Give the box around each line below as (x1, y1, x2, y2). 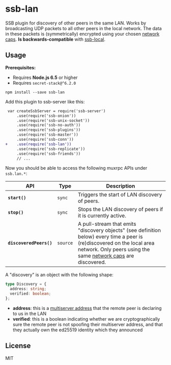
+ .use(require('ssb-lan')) (5, 141, 72, 147)
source (57, 240, 73, 246)
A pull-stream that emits (78, 220, 136, 227)
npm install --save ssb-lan (5, 90, 65, 95)
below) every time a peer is (78, 233, 143, 240)
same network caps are (78, 252, 134, 259)
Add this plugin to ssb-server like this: (5, 98, 85, 105)
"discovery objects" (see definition (78, 227, 161, 234)
